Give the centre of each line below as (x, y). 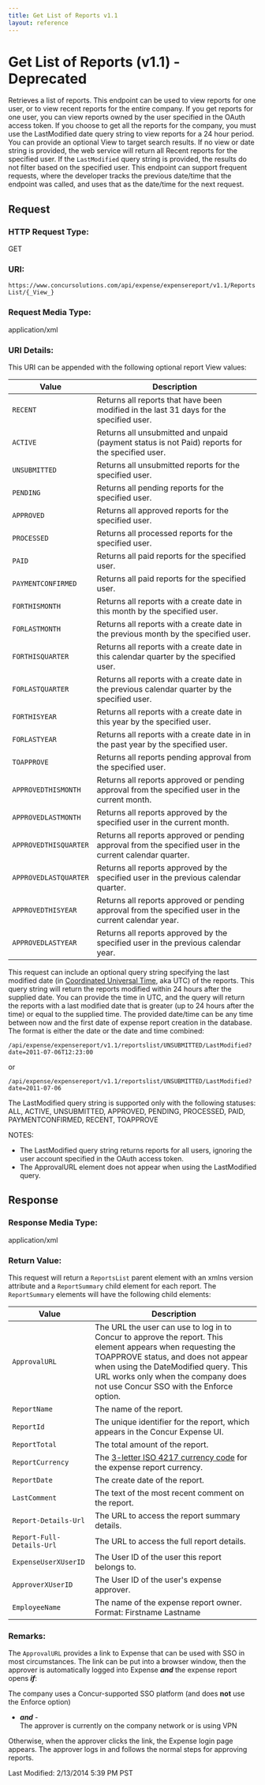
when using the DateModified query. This (171, 1367)
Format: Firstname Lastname (147, 1612)
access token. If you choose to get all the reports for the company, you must (132, 126)
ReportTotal (35, 1444)
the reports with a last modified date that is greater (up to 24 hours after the (131, 1006)
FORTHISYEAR (35, 717)
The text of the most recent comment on (169, 1493)
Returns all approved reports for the (162, 511)
